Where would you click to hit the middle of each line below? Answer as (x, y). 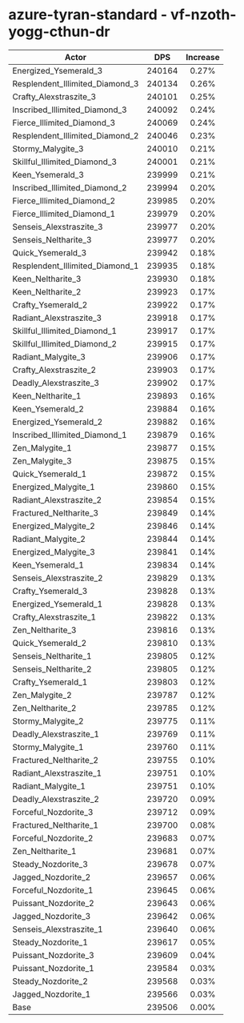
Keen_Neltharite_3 (47, 279)
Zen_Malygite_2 (42, 695)
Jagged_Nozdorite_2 (52, 877)
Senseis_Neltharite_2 (52, 668)
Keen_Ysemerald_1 (48, 564)
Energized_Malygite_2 (54, 526)
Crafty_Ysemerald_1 (50, 682)
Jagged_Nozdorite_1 (52, 994)
